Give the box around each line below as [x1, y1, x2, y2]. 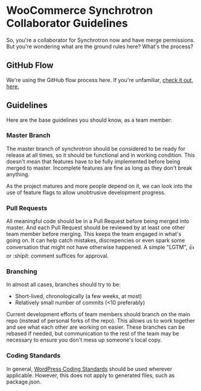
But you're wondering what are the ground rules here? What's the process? [6, 43, 194, 50]
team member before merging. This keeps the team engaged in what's [6, 230, 182, 238]
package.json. [6, 378, 42, 385]
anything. [6, 170, 30, 178]
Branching [6, 267, 37, 276]
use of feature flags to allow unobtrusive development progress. [6, 188, 166, 196]
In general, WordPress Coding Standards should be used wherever [6, 365, 173, 372]
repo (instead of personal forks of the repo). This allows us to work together [6, 317, 195, 325]
